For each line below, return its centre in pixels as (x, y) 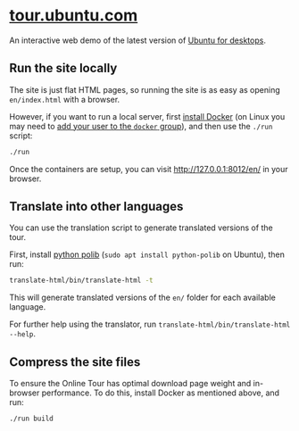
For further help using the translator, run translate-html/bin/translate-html (150, 324)
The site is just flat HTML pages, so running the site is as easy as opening (145, 89)
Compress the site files (75, 362)
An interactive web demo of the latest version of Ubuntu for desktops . (137, 40)
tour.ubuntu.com (74, 16)
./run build (31, 419)
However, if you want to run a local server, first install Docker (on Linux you (147, 116)
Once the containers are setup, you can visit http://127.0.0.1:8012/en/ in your (149, 169)
